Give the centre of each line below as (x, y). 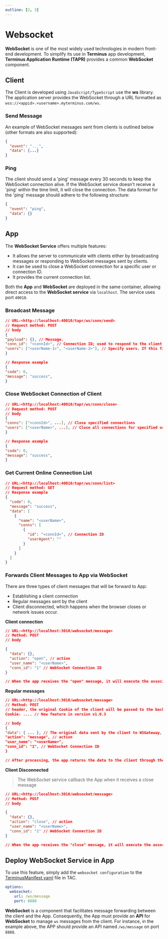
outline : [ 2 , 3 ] (22, 10)
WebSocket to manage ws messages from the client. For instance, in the (79, 921)
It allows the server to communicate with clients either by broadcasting (85, 256)
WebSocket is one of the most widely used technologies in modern (74, 49)
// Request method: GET (30, 488)
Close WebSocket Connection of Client (53, 394)
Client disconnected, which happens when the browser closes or (79, 607)
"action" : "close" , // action (41, 822)
